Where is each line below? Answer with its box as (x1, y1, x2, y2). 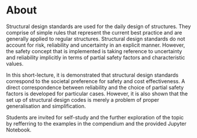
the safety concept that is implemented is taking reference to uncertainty (6, 47, 182, 54)
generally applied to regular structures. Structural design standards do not (6, 35, 186, 42)
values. (6, 60, 23, 67)
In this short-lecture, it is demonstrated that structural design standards (6, 71, 179, 78)
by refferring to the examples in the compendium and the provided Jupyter (6, 120, 186, 127)
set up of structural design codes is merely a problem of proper (6, 96, 159, 103)
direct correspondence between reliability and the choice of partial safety (6, 84, 184, 91)
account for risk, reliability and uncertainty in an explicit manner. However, (6, 42, 185, 49)
